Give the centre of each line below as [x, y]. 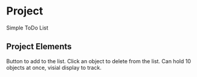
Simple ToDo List [27, 28]
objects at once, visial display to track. [54, 67]
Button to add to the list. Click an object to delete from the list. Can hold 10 [99, 61]
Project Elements [39, 47]
